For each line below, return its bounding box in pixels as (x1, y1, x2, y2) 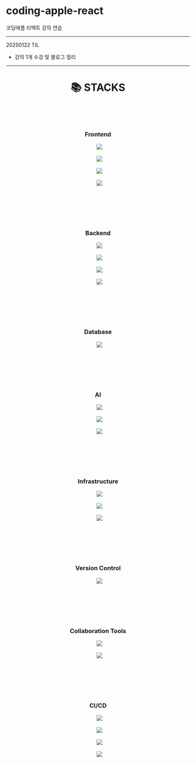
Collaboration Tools (69, 627, 127, 635)
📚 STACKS (71, 81, 125, 94)
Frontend (85, 130, 111, 138)
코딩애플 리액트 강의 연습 (6, 24, 62, 31)
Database (84, 328, 112, 336)
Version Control (75, 564, 121, 572)
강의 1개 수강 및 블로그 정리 (14, 53, 76, 60)
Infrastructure (78, 477, 118, 485)
